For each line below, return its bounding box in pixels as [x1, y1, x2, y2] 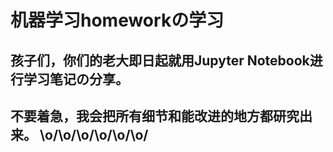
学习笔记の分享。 [23, 71, 129, 88]
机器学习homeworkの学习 [10, 9, 225, 32]
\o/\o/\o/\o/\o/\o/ [39, 126, 149, 143]
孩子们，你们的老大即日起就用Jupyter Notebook [10, 52, 310, 69]
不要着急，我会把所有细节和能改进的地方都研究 [10, 107, 300, 125]
